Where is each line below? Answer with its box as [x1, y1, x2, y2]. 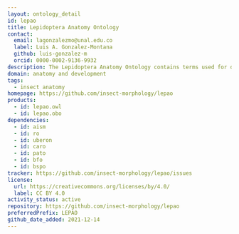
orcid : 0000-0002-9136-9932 [14, 57, 97, 64]
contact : [7, 30, 33, 38]
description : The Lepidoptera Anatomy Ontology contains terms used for [7, 63, 228, 71]
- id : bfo [14, 156, 43, 164]
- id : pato [14, 150, 46, 157]
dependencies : [7, 116, 50, 123]
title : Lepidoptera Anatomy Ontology [7, 24, 119, 31]
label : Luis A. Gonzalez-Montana [14, 44, 113, 51]
